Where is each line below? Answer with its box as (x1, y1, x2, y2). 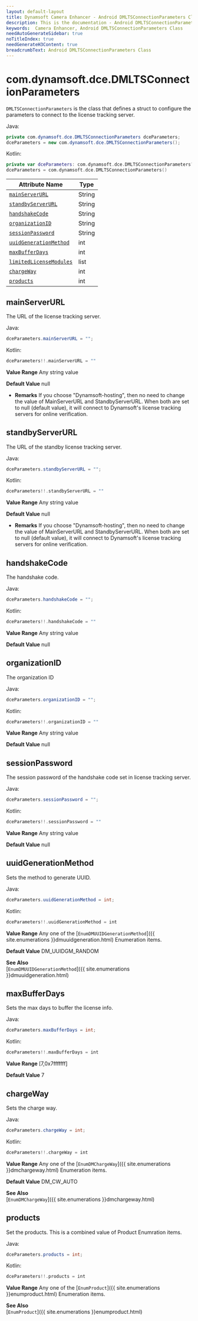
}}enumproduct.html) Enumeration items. (6, 1291, 105, 1298)
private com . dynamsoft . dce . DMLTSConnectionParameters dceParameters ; (6, 134, 181, 140)
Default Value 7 (6, 1072, 45, 1079)
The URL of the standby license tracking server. (6, 443, 122, 450)
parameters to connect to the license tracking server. (6, 111, 135, 118)
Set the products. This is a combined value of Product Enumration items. (6, 1229, 182, 1236)
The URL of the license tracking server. (6, 313, 101, 320)
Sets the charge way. (6, 1104, 58, 1111)
